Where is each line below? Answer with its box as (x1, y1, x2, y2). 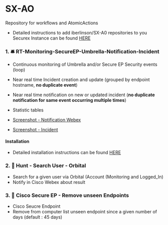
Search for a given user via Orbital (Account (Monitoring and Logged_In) (12, 173, 163, 180)
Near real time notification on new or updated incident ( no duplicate (12, 92, 155, 98)
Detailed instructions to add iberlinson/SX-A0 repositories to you (12, 29, 148, 35)
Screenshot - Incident (12, 127, 58, 133)
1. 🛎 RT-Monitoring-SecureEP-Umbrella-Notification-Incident (5, 48, 159, 55)
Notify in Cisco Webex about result (12, 179, 86, 185)
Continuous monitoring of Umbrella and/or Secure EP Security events (12, 61, 158, 67)
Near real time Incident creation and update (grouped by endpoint (12, 77, 150, 83)
